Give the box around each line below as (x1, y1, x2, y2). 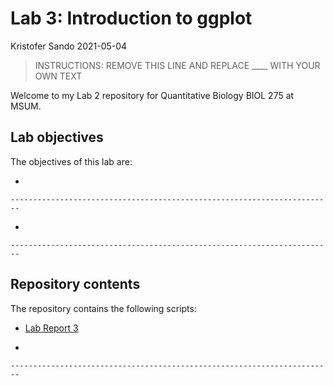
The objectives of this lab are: (10, 155, 133, 167)
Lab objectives (10, 129, 104, 146)
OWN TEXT (34, 70, 83, 82)
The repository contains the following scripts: (10, 302, 197, 314)
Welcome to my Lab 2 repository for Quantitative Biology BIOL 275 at (10, 89, 295, 101)
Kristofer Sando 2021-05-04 (10, 40, 128, 52)
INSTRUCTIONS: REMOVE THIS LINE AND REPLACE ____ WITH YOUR (34, 59, 321, 71)
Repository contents (10, 276, 141, 293)
